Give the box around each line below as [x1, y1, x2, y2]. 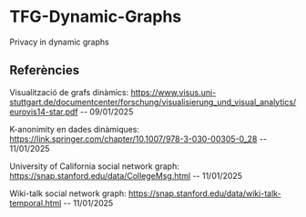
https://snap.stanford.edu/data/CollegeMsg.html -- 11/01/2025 [9, 170, 243, 181]
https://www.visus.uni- [130, 86, 217, 97]
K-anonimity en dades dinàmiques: [9, 123, 139, 134]
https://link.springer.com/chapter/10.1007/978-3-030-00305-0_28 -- [9, 133, 267, 144]
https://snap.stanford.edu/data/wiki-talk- [128, 188, 282, 199]
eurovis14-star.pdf [9, 106, 79, 117]
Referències [9, 63, 80, 78]
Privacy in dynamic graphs [9, 36, 109, 47]
